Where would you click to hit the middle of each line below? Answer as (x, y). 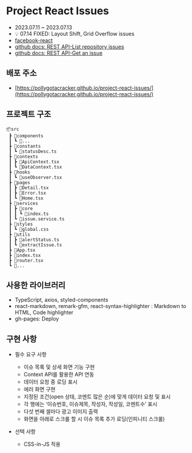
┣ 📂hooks (20, 172)
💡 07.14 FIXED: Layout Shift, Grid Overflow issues (74, 33)
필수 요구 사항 (31, 354)
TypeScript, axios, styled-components (61, 300)
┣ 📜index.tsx (25, 255)
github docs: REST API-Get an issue (58, 53)
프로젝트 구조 (29, 114)
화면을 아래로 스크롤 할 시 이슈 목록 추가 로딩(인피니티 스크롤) (94, 419)
